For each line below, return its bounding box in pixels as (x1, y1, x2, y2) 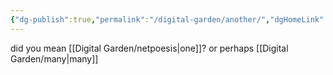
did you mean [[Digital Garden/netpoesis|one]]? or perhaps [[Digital (10, 42, 289, 54)
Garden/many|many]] (10, 52, 99, 65)
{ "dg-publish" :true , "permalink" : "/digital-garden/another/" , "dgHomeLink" (10, 14, 325, 25)
